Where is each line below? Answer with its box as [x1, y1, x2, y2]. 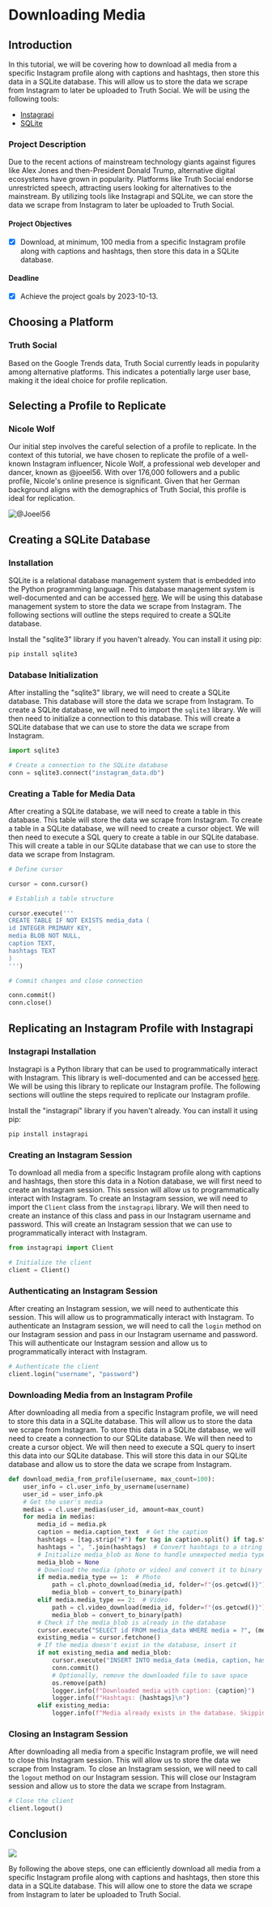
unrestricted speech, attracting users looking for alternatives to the [8, 183, 232, 192]
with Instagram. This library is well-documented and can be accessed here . [8, 1072, 261, 1082]
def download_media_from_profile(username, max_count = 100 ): [8, 1475, 216, 1483]
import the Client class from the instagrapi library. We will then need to [8, 1202, 249, 1212]
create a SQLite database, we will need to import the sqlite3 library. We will [8, 705, 261, 715]
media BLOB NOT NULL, [8, 932, 82, 940]
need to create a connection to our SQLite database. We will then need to [8, 1434, 253, 1443]
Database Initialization [8, 669, 99, 680]
